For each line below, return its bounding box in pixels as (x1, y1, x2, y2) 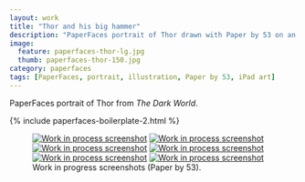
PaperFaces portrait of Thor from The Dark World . (9, 97, 198, 108)
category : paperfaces (9, 65, 92, 74)
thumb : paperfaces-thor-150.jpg (17, 56, 142, 65)
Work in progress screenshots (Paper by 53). (32, 161, 202, 173)
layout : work (9, 13, 59, 23)
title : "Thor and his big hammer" (9, 22, 142, 31)
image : (9, 38, 35, 48)
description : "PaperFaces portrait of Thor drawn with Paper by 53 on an (9, 30, 297, 39)
